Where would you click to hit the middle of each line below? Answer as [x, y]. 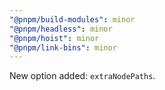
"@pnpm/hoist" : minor [54, 38]
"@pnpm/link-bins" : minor [63, 47]
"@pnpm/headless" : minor [61, 29]
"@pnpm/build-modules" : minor [72, 19]
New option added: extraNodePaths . [82, 76]
